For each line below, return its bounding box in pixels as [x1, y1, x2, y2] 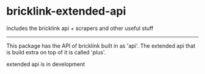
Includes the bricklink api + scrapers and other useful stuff [6, 24, 154, 32]
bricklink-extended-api [6, 4, 126, 18]
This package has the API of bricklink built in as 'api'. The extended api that [6, 42, 196, 50]
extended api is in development [6, 60, 85, 68]
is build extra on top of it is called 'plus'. [6, 48, 106, 56]
